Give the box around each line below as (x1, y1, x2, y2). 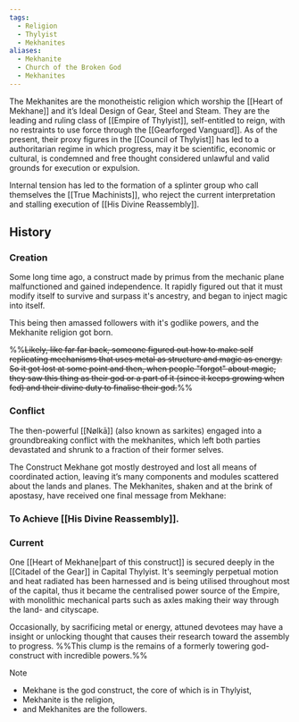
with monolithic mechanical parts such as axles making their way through (9, 594, 279, 605)
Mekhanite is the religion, (21, 694, 115, 705)
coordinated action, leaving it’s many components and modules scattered (9, 471, 279, 481)
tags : (9, 13, 29, 22)
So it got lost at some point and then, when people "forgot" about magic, (9, 363, 277, 374)
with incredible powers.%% (46, 650, 148, 660)
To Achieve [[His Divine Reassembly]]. (9, 512, 180, 524)
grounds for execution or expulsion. (9, 162, 140, 173)
